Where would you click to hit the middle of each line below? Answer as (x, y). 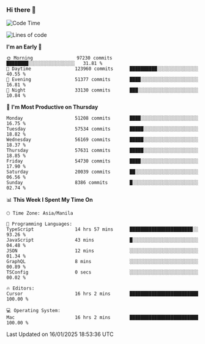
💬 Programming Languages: (39, 224)
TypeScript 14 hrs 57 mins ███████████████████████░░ (102, 229)
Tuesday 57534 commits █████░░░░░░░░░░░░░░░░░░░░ (102, 129)
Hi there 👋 (21, 10)
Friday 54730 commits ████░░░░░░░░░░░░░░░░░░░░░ (102, 161)
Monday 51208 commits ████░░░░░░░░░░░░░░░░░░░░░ (102, 118)
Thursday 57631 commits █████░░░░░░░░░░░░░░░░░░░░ (102, 151)
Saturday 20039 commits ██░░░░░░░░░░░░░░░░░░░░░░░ (102, 172)
